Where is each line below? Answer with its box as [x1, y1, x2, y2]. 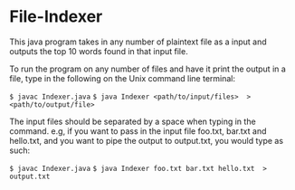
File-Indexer [9, 6, 103, 27]
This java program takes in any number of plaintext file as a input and [9, 36, 267, 47]
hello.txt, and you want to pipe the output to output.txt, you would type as [9, 135, 283, 146]
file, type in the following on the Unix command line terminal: [9, 72, 236, 83]
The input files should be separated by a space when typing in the [9, 116, 256, 127]
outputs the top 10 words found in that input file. [9, 45, 188, 56]
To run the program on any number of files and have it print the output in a [9, 63, 287, 74]
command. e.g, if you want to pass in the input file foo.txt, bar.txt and [9, 125, 267, 137]
